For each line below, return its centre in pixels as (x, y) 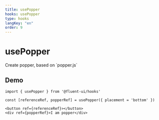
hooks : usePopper (23, 14)
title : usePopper (23, 9)
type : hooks (17, 18)
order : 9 (14, 28)
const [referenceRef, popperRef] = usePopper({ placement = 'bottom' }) (80, 100)
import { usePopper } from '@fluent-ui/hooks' (53, 91)
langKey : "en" (19, 23)
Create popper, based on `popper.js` (41, 65)
